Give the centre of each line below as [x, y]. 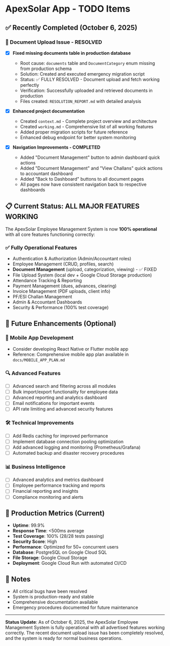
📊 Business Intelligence [35, 466]
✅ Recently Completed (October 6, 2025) [71, 28]
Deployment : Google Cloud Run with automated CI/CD [70, 563]
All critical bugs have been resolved [50, 591]
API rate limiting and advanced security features [63, 409]
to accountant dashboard [47, 174]
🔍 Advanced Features [33, 373]
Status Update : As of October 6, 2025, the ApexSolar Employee [72, 622]
